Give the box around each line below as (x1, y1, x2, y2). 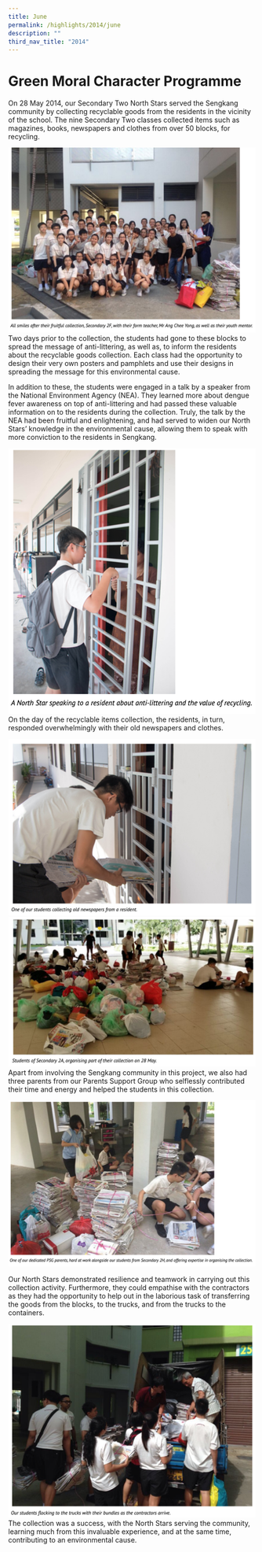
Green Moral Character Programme (8, 72, 242, 91)
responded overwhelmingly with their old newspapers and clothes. (8, 723, 224, 733)
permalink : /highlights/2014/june (8, 20, 122, 29)
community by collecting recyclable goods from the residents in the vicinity (8, 107, 251, 116)
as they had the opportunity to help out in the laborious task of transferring (8, 1291, 250, 1301)
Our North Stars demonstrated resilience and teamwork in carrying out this (8, 1275, 250, 1284)
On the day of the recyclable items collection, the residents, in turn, (8, 715, 225, 724)
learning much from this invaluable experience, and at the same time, (8, 1527, 231, 1536)
